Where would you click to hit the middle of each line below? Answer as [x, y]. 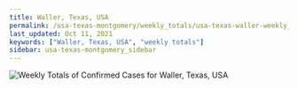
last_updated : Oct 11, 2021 [61, 33]
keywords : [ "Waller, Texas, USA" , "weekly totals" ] [106, 42]
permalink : [29, 26]
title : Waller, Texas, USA [59, 17]
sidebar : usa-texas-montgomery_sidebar [83, 50]
